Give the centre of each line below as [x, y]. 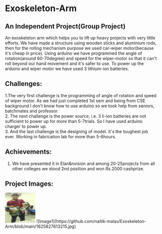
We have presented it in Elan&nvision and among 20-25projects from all [83, 163]
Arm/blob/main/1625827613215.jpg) [41, 227]
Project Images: [29, 184]
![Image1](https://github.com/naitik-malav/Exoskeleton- [91, 221]
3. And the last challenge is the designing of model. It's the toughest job [77, 132]
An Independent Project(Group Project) [65, 26]
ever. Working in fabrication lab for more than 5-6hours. [61, 136]
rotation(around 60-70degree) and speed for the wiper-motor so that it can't [81, 58]
